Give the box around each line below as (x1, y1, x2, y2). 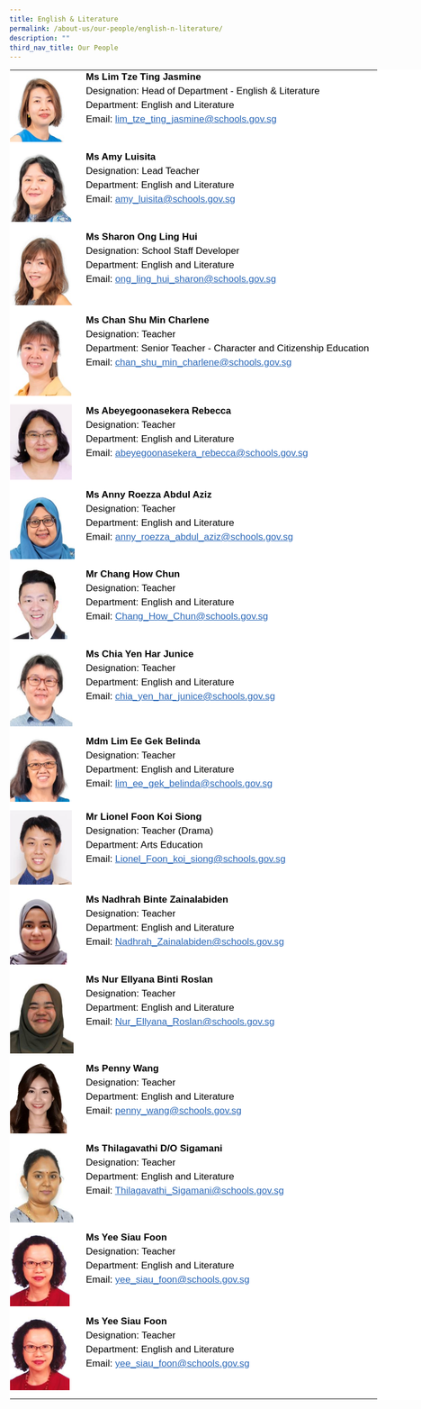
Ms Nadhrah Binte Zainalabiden (85, 894, 229, 905)
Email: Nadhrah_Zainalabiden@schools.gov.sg (85, 936, 285, 948)
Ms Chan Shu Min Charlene (85, 314, 210, 326)
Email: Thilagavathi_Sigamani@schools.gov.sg (85, 1185, 285, 1197)
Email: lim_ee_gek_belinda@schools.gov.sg (85, 777, 273, 790)
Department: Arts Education (85, 839, 203, 851)
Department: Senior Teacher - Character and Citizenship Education (85, 342, 370, 355)
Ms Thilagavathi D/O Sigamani (85, 1142, 223, 1155)
